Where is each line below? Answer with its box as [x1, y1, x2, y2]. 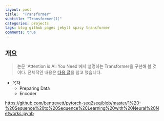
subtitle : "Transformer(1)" [5, 16, 62, 21]
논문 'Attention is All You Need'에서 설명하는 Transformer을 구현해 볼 [17, 63, 152, 69]
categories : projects [5, 21, 49, 26]
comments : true [5, 30, 36, 35]
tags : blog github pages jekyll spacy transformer [5, 25, 110, 30]
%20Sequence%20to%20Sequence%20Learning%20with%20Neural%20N [5, 105, 159, 111]
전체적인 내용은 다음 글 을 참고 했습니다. [27, 69, 102, 75]
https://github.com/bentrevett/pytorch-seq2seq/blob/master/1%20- [5, 100, 142, 106]
